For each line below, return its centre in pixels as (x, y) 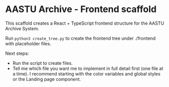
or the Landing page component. (47, 79)
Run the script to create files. (43, 63)
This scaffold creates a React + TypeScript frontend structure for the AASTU (85, 23)
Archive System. (22, 28)
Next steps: (17, 53)
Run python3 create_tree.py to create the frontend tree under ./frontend (80, 38)
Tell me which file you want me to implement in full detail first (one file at (88, 68)
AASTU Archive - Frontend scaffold (81, 9)
